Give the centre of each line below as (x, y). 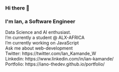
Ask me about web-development (39, 48)
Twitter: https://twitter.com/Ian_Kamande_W (51, 53)
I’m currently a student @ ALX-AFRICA (45, 37)
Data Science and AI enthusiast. (38, 32)
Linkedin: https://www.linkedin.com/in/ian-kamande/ (59, 59)
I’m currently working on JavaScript (42, 43)
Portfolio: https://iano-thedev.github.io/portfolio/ (55, 64)
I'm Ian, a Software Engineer (40, 21)
